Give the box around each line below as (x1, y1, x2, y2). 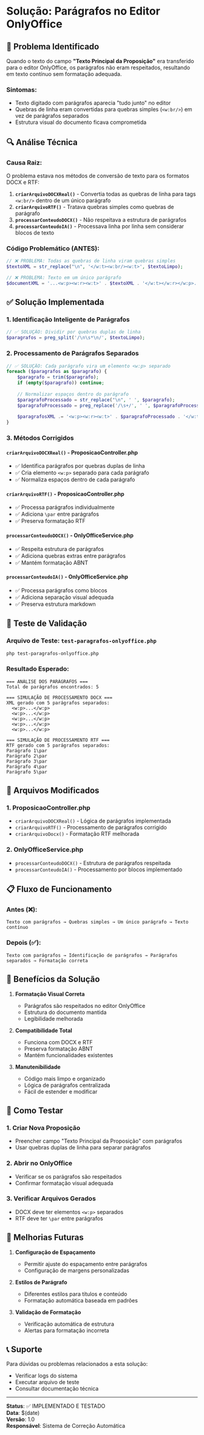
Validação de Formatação (15, 1308, 81, 1316)
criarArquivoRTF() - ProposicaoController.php (6, 490, 124, 498)
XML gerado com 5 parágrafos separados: (6, 700, 110, 706)
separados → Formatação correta (6, 957, 88, 964)
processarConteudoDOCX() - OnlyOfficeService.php (6, 532, 134, 539)
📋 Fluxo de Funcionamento (6, 884, 112, 894)
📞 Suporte (6, 1344, 42, 1354)
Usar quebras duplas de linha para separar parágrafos (15, 1144, 151, 1151)
